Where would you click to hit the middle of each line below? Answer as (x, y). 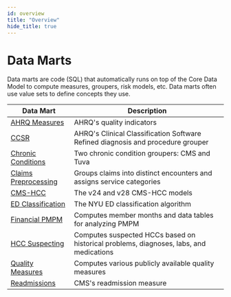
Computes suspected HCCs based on (135, 235)
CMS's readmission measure (120, 283)
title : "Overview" (33, 20)
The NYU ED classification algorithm (132, 204)
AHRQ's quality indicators (115, 122)
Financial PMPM (37, 219)
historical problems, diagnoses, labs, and (140, 243)
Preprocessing (34, 181)
